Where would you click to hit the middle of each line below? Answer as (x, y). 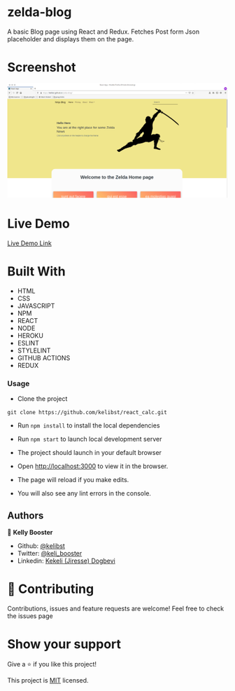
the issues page (30, 616)
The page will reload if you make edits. (73, 480)
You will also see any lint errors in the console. (84, 493)
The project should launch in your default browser (90, 453)
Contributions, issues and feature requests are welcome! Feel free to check (116, 609)
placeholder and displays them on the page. (71, 39)
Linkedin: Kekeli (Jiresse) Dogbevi (66, 561)
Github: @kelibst (41, 546)
